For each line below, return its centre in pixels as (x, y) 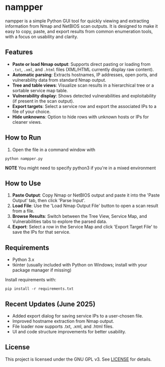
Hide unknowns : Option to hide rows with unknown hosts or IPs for (81, 117)
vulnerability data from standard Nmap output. (59, 80)
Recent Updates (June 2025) (50, 304)
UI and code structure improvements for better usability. (69, 332)
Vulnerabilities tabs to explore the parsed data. (60, 221)
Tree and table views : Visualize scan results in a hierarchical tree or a (83, 85)
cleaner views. (27, 122)
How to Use (23, 183)
